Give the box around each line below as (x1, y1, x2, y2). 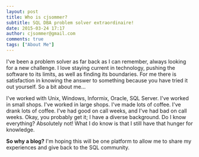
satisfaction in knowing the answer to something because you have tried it (6, 76, 188, 84)
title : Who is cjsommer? (6, 14, 68, 20)
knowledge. (6, 126, 35, 133)
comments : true (6, 36, 44, 42)
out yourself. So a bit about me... (6, 83, 86, 90)
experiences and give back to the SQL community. (6, 143, 129, 151)
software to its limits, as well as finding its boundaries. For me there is (6, 71, 177, 78)
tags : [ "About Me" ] (6, 42, 55, 48)
